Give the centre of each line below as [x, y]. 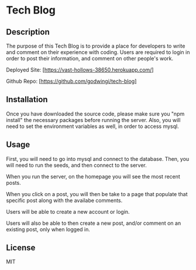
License [21, 248]
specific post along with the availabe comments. [64, 200]
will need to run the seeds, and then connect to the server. [77, 165]
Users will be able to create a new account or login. [68, 211]
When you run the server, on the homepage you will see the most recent [93, 176]
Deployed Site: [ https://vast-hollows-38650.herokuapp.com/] [80, 70]
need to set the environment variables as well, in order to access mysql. [93, 126]
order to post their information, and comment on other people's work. [90, 58]
